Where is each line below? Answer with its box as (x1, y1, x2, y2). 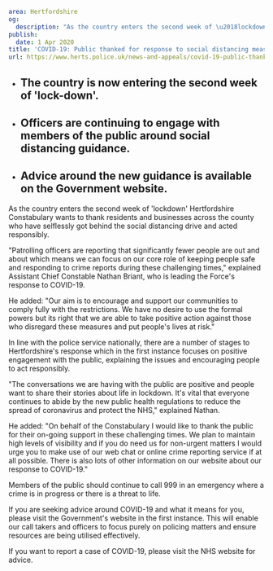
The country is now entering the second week (19, 76, 258, 90)
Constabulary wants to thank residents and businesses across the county (8, 212, 254, 222)
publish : (8, 30, 38, 38)
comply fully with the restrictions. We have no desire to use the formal (8, 304, 243, 314)
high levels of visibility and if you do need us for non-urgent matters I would (8, 438, 262, 448)
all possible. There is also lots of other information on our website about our (8, 455, 262, 465)
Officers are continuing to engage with (19, 116, 220, 130)
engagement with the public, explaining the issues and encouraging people (8, 354, 260, 364)
